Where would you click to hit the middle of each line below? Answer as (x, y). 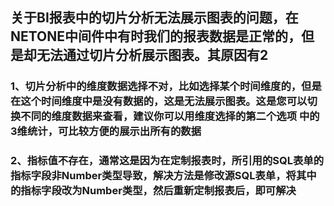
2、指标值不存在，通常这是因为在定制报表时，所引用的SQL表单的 (167, 161)
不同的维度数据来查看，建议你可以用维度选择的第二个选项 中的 (170, 116)
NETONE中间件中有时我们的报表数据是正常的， (156, 36)
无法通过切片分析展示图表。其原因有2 (152, 55)
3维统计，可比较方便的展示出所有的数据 (106, 131)
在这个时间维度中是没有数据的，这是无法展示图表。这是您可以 (159, 101)
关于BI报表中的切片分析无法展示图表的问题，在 (154, 18)
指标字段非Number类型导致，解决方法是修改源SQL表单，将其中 (163, 176)
